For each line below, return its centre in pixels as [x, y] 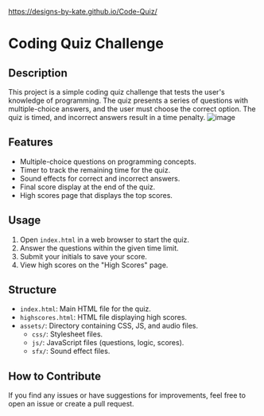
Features [31, 142]
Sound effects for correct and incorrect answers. [100, 178]
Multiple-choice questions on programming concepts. [108, 161]
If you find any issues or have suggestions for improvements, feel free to [127, 395]
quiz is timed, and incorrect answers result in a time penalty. [107, 117]
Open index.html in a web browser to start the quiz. [104, 239]
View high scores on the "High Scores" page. [94, 265]
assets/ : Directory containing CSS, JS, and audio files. [109, 326]
